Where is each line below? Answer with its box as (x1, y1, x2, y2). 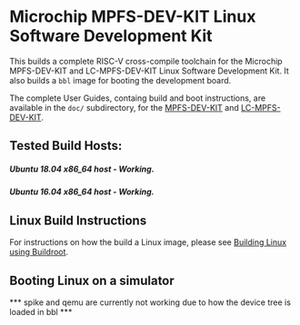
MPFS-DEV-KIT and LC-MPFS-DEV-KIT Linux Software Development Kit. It (9, 65, 289, 76)
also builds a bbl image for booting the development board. (9, 74, 232, 85)
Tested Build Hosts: (9, 138, 123, 153)
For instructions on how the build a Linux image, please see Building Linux (9, 237, 287, 248)
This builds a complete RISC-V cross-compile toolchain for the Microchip (9, 55, 284, 66)
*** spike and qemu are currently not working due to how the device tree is (9, 297, 291, 308)
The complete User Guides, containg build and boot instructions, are (9, 93, 266, 103)
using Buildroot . (9, 247, 69, 258)
